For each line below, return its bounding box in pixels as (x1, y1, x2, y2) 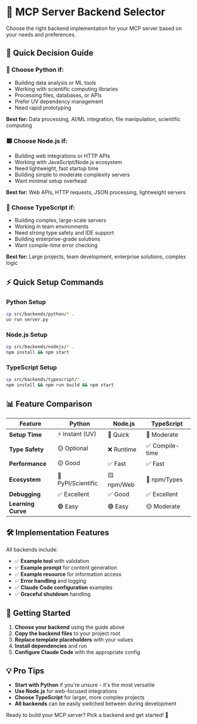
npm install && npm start (6, 349, 69, 355)
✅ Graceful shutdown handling (14, 590, 91, 598)
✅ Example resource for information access (14, 570, 122, 578)
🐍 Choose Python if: (6, 66, 64, 74)
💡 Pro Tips (6, 666, 45, 676)
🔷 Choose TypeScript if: (6, 203, 75, 211)
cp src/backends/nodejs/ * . (6, 343, 75, 349)
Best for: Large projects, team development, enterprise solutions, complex (6, 253, 186, 261)
